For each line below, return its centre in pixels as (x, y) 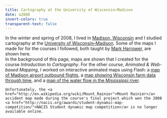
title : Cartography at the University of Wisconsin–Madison (69, 10)
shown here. (18, 54)
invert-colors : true (27, 19)
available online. (24, 111)
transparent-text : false (31, 24)
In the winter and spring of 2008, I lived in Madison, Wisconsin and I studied (83, 38)
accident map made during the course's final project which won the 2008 (84, 98)
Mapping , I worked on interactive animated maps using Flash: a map (89, 70)
